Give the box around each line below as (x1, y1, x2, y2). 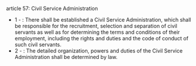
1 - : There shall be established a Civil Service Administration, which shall (14, 16, 191, 23)
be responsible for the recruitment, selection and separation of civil (14, 23, 178, 29)
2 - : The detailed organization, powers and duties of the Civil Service (14, 47, 183, 54)
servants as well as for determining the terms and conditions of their (14, 29, 180, 36)
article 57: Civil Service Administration (6, 5, 99, 12)
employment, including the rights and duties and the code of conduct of (14, 35, 189, 41)
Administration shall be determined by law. (14, 54, 118, 60)
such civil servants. (14, 41, 62, 48)
